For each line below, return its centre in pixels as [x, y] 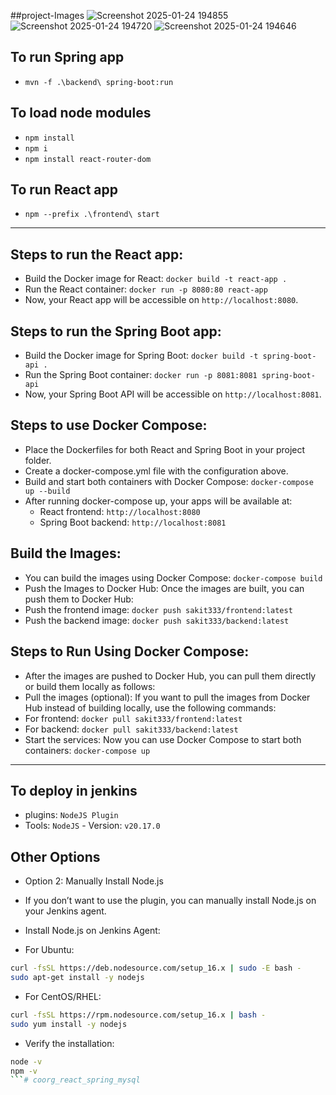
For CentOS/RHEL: [63, 996]
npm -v [24, 1071]
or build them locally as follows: [90, 686]
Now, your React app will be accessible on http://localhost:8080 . [161, 300]
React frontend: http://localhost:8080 [120, 511]
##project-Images [47, 15]
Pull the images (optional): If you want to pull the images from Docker [167, 697]
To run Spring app [67, 57]
